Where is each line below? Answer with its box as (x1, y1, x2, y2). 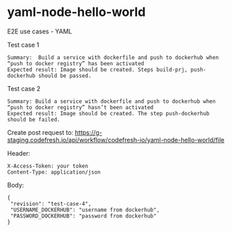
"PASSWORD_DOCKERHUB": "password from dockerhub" (10, 213, 157, 219)
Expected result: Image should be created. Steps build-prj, (7, 66, 188, 73)
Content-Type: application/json (7, 168, 101, 176)
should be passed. (38, 72, 92, 79)
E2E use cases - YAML (7, 27, 73, 35)
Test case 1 (7, 40, 40, 49)
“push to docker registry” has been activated (7, 60, 144, 67)
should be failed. (7, 116, 60, 123)
